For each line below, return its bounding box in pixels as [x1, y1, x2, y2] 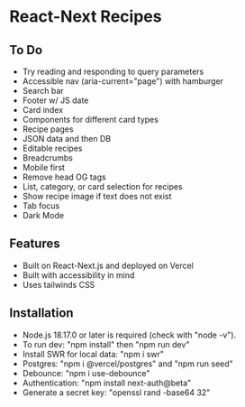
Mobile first [22, 162, 66, 172]
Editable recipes [22, 143, 83, 153]
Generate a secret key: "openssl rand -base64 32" [22, 386, 211, 398]
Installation [9, 305, 74, 321]
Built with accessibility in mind [22, 269, 135, 281]
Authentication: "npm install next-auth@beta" [22, 377, 192, 388]
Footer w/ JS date [22, 95, 89, 106]
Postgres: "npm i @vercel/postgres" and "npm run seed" [22, 358, 234, 369]
